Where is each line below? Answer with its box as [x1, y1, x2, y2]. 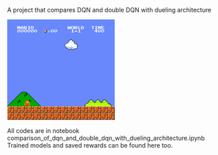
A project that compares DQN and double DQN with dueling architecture [7, 6, 212, 14]
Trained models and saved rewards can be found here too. [7, 141, 173, 150]
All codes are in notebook [7, 127, 80, 135]
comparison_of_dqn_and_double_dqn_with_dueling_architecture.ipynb [7, 134, 205, 143]
